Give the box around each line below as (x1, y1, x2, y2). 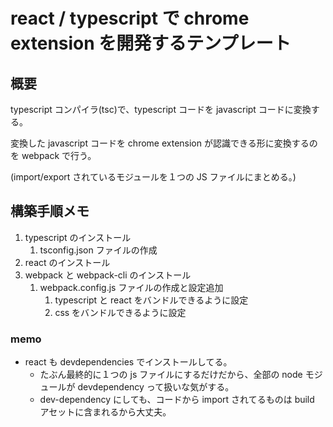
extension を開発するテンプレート (10, 32, 292, 55)
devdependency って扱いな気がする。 (77, 381, 235, 393)
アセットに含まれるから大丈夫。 (39, 406, 172, 418)
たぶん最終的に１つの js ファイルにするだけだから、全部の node (39, 369, 303, 381)
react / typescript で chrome (10, 7, 250, 30)
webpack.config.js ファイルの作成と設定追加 (39, 281, 224, 293)
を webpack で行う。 (10, 150, 97, 161)
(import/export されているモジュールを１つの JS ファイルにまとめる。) (10, 171, 297, 183)
